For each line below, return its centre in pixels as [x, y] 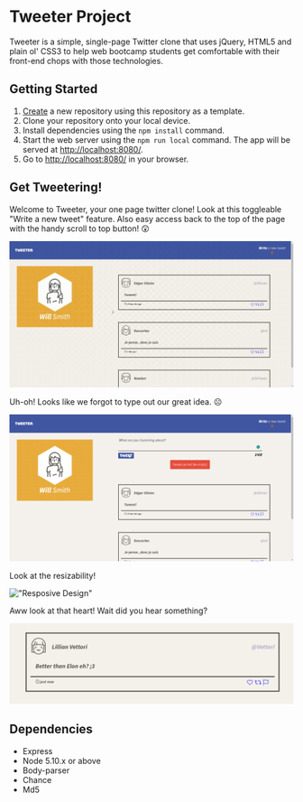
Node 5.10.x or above [61, 760]
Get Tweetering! [55, 187]
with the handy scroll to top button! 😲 [80, 228]
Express [37, 751]
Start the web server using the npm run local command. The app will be [156, 140]
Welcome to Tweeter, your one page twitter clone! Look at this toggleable [146, 209]
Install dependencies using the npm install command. [124, 130]
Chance [37, 779]
